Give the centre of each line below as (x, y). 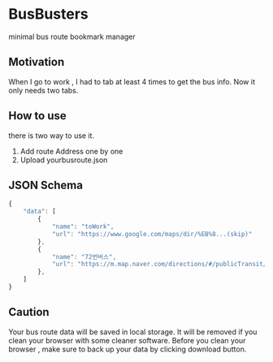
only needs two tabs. (43, 90)
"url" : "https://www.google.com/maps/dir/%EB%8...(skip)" (152, 234)
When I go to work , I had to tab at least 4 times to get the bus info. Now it (132, 81)
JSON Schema (46, 185)
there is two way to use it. (52, 136)
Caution (29, 312)
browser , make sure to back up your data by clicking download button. (128, 349)
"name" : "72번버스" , (84, 256)
